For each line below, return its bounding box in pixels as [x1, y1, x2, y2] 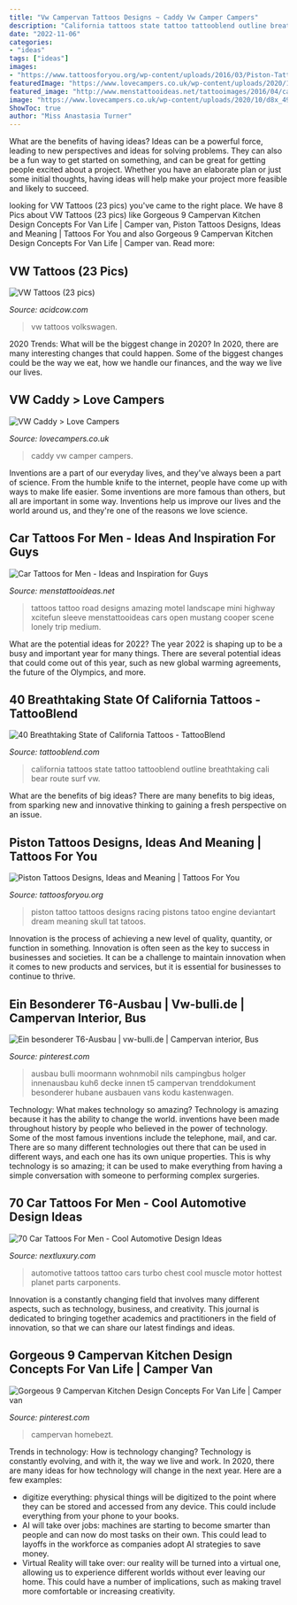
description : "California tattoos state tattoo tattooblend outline [9, 21, 267, 30]
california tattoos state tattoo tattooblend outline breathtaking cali [30, 764, 270, 775]
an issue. [9, 810, 42, 820]
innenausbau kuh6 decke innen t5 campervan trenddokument [30, 1078, 256, 1088]
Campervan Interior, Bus [9, 1011, 147, 1026]
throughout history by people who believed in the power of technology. [9, 1123, 268, 1134]
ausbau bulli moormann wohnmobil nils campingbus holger [30, 1068, 247, 1079]
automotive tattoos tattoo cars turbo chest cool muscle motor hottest [30, 1268, 283, 1278]
